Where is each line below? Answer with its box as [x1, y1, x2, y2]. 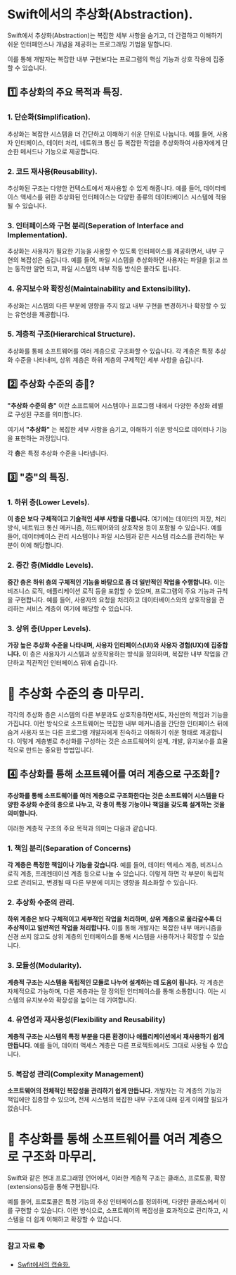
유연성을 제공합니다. [14, 310, 70, 318]
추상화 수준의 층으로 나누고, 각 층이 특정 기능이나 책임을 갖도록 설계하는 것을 [20, 800, 225, 809]
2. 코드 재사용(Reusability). [7, 166, 98, 176]
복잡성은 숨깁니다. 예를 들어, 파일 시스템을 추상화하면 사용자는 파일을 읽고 [20, 256, 221, 264]
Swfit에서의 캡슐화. [17, 1260, 70, 1269]
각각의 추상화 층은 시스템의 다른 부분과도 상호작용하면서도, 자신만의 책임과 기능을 [7, 710, 229, 719]
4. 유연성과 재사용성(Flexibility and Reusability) [7, 1015, 166, 1025]
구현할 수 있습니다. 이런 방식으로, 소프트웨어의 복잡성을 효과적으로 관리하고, [14, 1206, 221, 1215]
